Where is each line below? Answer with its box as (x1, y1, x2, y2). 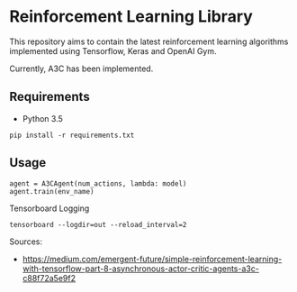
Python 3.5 (22, 113, 63, 123)
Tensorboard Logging (9, 203, 90, 214)
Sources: (9, 236, 43, 247)
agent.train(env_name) (9, 187, 94, 196)
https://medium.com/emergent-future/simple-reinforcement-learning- (22, 253, 283, 264)
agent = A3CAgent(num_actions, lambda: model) (9, 178, 187, 188)
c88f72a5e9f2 (22, 272, 76, 283)
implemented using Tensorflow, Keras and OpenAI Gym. (9, 45, 217, 56)
